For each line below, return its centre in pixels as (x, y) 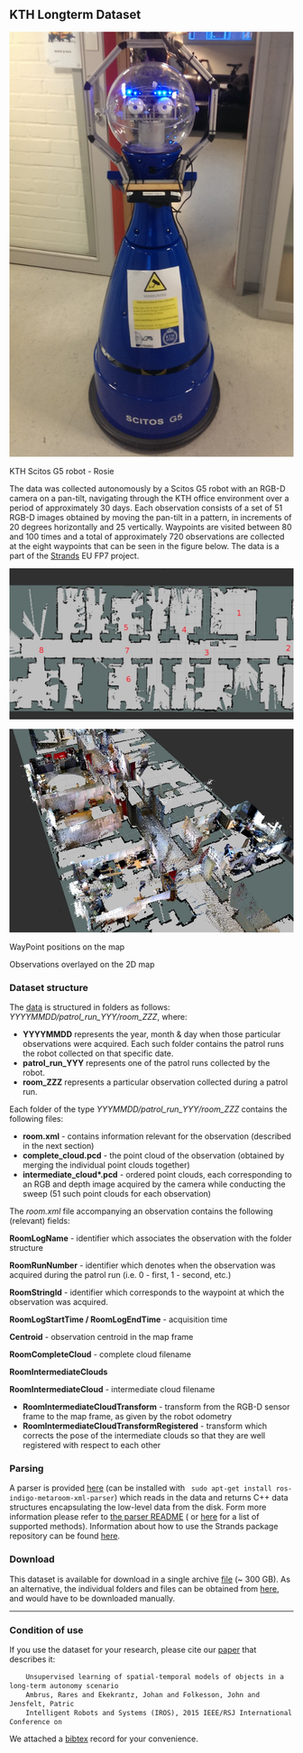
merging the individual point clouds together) (106, 1165)
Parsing (27, 1469)
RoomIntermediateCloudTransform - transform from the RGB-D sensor (156, 1407)
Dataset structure (49, 987)
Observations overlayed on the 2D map (82, 964)
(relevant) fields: (40, 1221)
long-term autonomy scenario (64, 1686)
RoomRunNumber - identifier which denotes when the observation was (142, 1265)
